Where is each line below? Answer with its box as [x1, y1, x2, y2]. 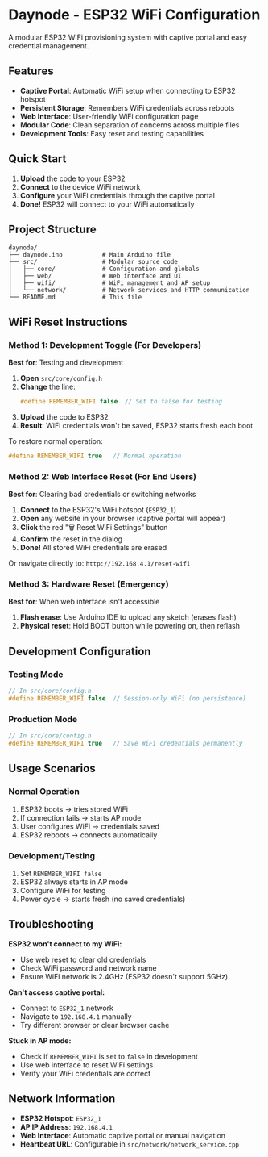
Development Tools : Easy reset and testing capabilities [19, 128, 204, 138]
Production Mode [8, 713, 78, 725]
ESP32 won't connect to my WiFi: [8, 938, 122, 949]
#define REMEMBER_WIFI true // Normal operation [8, 452, 182, 460]
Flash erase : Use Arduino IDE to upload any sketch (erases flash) [19, 612, 237, 622]
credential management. [8, 40, 89, 50]
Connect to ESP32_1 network [19, 1003, 114, 1013]
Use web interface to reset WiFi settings [19, 1059, 154, 1070]
